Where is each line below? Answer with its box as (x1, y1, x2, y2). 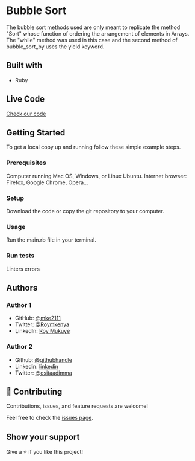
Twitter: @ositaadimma (14, 369, 72, 376)
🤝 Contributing (6, 386, 63, 396)
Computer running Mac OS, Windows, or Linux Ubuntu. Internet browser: (6, 172, 187, 179)
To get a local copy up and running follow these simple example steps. (6, 143, 181, 151)
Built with (6, 60, 43, 71)
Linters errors (6, 265, 40, 272)
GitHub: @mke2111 (14, 315, 61, 322)
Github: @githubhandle (14, 356, 73, 363)
